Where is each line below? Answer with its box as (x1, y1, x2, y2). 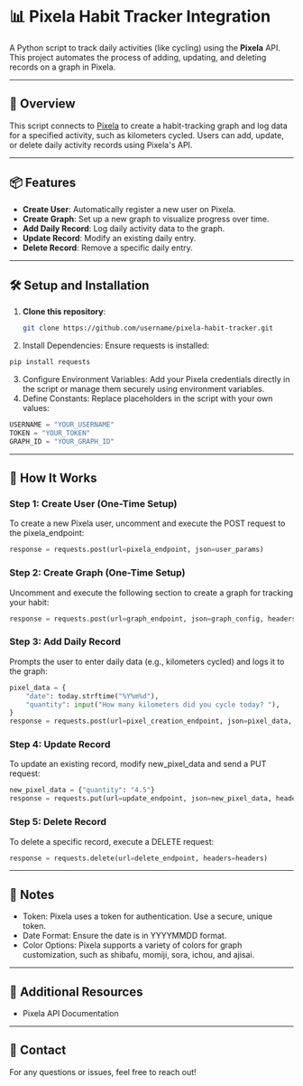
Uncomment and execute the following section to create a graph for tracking (9, 587, 294, 598)
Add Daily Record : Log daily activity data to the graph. (22, 222, 225, 234)
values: (22, 403, 50, 414)
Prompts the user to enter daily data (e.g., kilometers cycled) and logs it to (9, 656, 285, 667)
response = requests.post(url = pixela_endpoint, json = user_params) (9, 545, 264, 555)
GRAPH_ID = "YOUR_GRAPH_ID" (9, 436, 115, 446)
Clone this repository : (22, 306, 106, 317)
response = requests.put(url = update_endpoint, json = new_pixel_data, (9, 794, 272, 803)
